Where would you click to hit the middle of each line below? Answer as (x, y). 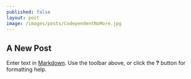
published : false (28, 12)
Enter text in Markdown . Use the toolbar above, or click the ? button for (96, 63)
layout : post (23, 18)
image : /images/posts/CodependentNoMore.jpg (64, 23)
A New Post (29, 48)
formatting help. (27, 70)
